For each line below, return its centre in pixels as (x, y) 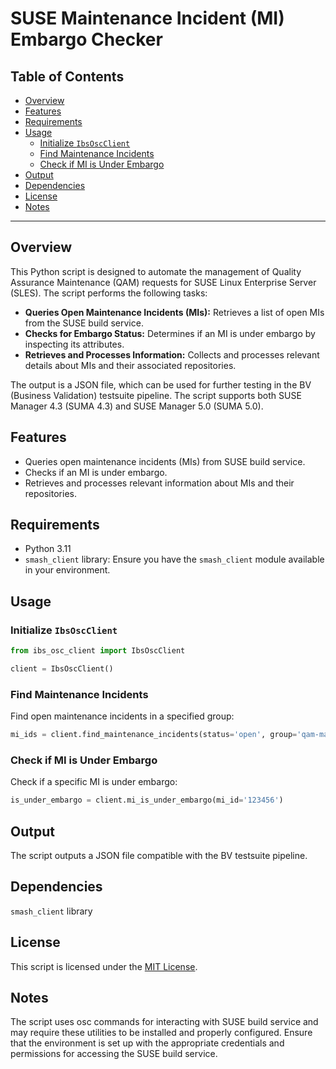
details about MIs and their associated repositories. (130, 365)
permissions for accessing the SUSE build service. (114, 1054)
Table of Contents (67, 76)
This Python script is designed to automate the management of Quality (156, 271)
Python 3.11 (48, 549)
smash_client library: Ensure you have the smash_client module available (174, 559)
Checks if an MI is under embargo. (96, 472)
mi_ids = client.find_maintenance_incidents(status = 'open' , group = (154, 735)
